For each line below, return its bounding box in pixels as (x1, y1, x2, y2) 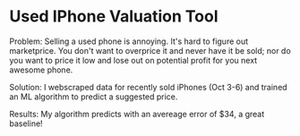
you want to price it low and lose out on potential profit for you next (9, 55, 258, 65)
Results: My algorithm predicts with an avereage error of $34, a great (9, 108, 265, 119)
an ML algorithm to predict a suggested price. (9, 91, 178, 102)
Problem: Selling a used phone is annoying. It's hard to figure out (9, 36, 249, 47)
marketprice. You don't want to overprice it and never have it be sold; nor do (9, 45, 291, 55)
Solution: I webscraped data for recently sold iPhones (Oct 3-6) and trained (9, 81, 288, 92)
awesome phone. (9, 64, 73, 75)
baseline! (9, 118, 43, 129)
